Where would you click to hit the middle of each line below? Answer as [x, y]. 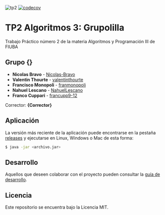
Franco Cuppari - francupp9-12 [45, 95]
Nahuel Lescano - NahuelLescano [48, 90]
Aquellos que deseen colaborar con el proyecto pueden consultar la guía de [82, 174]
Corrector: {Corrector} [28, 105]
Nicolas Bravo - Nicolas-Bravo [44, 74]
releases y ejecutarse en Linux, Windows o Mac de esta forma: [69, 138]
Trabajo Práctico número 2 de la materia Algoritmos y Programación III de [80, 41]
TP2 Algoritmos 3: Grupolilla [65, 28]
